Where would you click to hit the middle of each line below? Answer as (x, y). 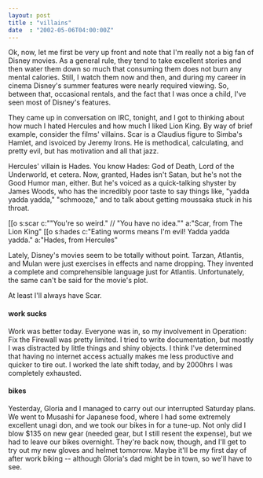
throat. (19, 208)
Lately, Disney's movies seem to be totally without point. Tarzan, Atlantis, (126, 256)
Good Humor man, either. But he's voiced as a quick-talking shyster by (122, 183)
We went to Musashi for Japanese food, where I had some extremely (119, 417)
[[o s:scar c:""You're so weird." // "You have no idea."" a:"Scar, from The (126, 223)
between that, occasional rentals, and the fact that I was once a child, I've (127, 94)
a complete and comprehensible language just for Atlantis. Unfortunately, (126, 272)
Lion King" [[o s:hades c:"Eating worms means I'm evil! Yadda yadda (119, 232)
